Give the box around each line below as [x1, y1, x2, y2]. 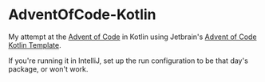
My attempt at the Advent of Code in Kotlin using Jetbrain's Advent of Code [8, 32, 257, 41]
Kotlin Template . [8, 40, 61, 49]
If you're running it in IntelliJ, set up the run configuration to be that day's [8, 56, 249, 65]
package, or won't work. [8, 64, 89, 73]
